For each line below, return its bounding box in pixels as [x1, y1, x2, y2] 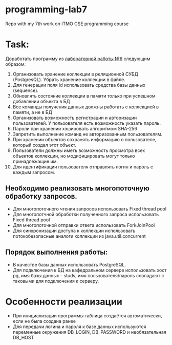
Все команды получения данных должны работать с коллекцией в [12, 104, 159, 110]
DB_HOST [12, 335, 34, 341]
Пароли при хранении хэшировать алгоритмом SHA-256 [12, 125, 137, 131]
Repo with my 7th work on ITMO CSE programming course [5, 21, 129, 27]
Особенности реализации [5, 296, 123, 308]
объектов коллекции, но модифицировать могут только [12, 152, 135, 159]
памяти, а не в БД [12, 109, 52, 115]
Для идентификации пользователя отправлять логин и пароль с [12, 163, 154, 170]
